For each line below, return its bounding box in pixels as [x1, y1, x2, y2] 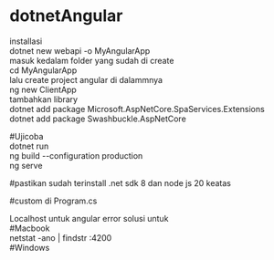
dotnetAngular [9, 5, 123, 26]
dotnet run [9, 140, 49, 151]
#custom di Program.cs [9, 195, 98, 206]
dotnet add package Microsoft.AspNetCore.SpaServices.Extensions [9, 103, 265, 114]
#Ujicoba [9, 130, 44, 141]
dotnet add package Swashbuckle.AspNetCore [9, 113, 187, 124]
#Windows [9, 242, 50, 253]
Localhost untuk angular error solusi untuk [9, 213, 169, 224]
